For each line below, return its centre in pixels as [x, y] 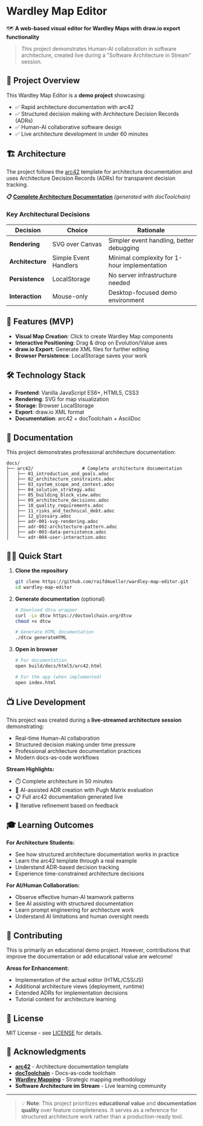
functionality [23, 37]
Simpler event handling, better [151, 240]
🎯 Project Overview [43, 81]
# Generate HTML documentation [54, 632]
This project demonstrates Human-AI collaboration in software [99, 48]
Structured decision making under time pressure [75, 744]
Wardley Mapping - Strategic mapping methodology [80, 1079]
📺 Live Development [46, 703]
